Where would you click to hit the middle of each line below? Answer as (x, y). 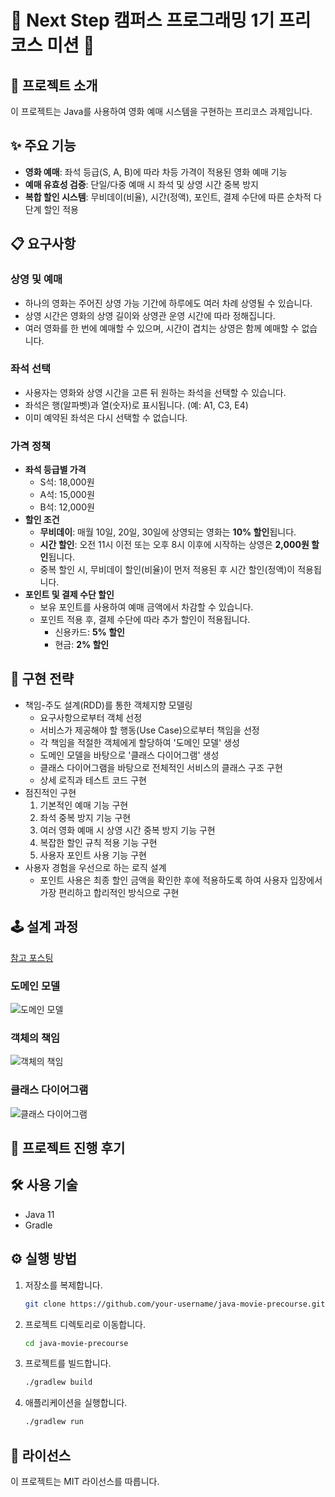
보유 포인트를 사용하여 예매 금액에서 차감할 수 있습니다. (146, 607)
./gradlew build (58, 1382)
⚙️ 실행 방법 (44, 1259)
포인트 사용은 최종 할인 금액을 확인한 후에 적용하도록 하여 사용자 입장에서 (181, 880)
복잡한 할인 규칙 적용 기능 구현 (98, 842)
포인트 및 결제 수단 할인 (69, 595)
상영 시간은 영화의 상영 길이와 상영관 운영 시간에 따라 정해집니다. (150, 315)
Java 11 (39, 1214)
